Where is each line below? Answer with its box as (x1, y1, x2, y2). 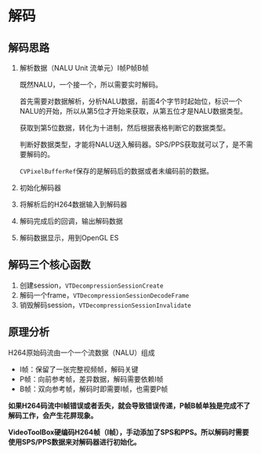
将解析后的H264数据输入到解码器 (19, 200, 128, 209)
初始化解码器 (19, 183, 61, 192)
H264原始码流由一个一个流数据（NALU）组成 (8, 347, 155, 357)
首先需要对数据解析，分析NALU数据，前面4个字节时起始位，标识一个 (19, 97, 243, 106)
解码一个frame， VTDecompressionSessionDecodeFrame (19, 290, 190, 299)
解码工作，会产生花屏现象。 (8, 410, 98, 420)
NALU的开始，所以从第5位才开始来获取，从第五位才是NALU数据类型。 (19, 107, 248, 115)
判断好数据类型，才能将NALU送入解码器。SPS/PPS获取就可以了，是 (19, 140, 240, 149)
